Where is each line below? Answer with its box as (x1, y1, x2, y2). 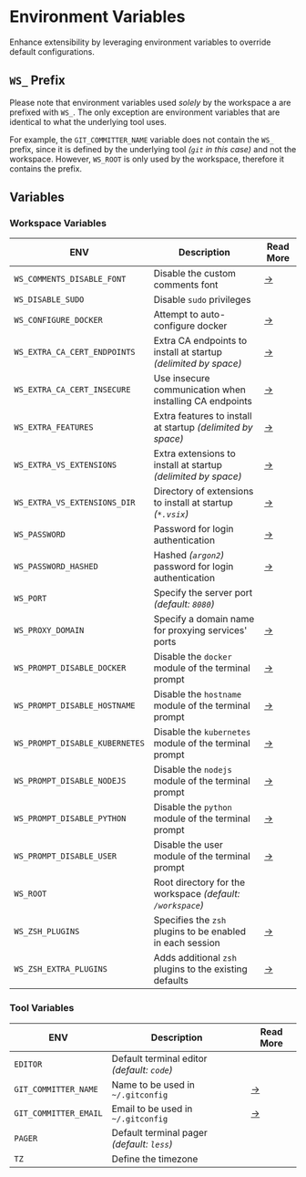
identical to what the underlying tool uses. (9, 116, 167, 127)
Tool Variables (9, 1002, 75, 1015)
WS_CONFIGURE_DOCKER (14, 315, 103, 326)
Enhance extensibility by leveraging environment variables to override (9, 36, 271, 47)
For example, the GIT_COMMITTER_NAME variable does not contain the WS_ (9, 134, 275, 145)
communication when (153, 383, 246, 396)
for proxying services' (153, 624, 248, 637)
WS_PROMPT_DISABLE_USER (14, 851, 117, 861)
